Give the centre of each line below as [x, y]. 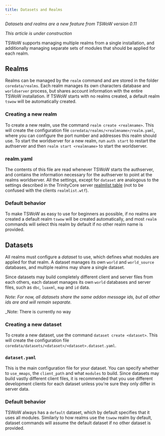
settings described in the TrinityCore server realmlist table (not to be [74, 185]
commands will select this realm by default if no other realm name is [74, 224]
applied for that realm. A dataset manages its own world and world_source [80, 262]
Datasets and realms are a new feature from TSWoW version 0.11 [71, 24]
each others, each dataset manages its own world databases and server [78, 282]
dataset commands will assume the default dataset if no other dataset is [78, 423]
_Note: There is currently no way [38, 312]
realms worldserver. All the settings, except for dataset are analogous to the [82, 180]
